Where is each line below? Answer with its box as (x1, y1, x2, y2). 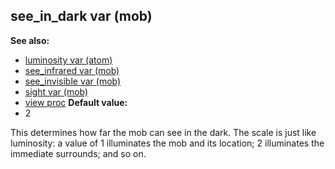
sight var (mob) (24, 85, 89, 98)
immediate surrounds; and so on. (10, 147, 147, 159)
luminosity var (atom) (24, 54, 113, 66)
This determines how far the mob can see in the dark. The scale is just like (10, 126, 317, 138)
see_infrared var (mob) (24, 64, 120, 76)
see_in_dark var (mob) (10, 8, 153, 25)
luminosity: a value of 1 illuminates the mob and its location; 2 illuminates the (10, 137, 325, 149)
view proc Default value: (24, 96, 128, 108)
